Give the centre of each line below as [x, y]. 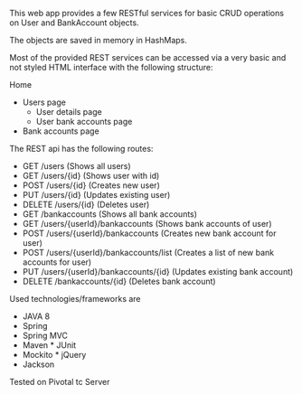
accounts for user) [57, 262]
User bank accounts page [84, 122]
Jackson [38, 364]
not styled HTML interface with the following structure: [111, 67]
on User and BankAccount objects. [74, 23]
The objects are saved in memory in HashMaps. [99, 40]
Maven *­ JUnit [49, 345]
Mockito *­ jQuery [54, 355]
